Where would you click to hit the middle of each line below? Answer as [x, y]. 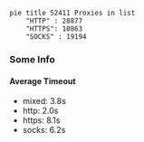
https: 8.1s [41, 120]
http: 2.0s [40, 111]
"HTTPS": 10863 [54, 29]
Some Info [33, 59]
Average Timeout [43, 80]
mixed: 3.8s [44, 101]
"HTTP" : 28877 [54, 21]
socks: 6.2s [44, 130]
